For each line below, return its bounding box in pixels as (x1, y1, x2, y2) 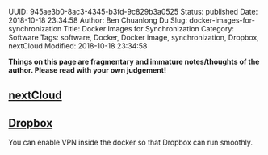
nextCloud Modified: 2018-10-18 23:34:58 (8, 41, 148, 51)
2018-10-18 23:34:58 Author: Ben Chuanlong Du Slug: (8, 15, 188, 25)
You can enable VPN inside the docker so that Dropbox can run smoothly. (8, 137, 253, 148)
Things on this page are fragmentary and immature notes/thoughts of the (8, 57, 260, 66)
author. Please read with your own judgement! (8, 65, 167, 75)
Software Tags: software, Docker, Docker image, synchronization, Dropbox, (8, 32, 260, 42)
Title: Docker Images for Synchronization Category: (63, 24, 234, 33)
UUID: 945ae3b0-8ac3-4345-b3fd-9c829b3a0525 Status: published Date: (8, 7, 258, 16)
